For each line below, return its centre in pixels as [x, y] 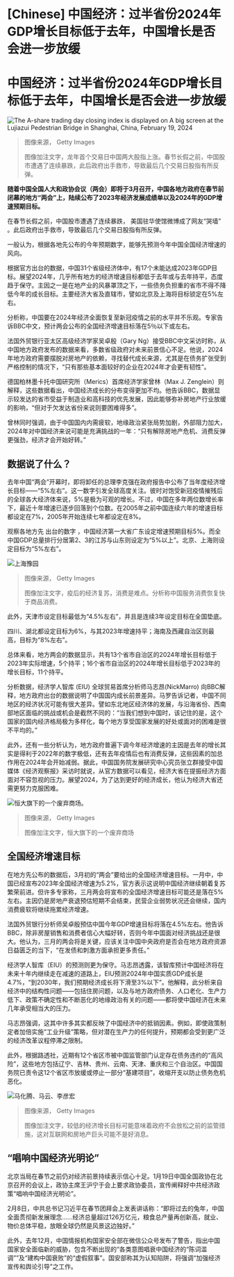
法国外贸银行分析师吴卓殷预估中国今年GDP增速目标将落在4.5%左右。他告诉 [115, 924]
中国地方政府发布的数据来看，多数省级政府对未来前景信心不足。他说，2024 [115, 350]
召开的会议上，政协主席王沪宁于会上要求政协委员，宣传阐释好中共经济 [113, 1185]
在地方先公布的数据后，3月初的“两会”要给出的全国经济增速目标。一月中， [112, 874]
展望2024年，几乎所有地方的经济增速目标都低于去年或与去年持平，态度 [121, 277]
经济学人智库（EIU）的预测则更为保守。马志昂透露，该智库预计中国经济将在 [116, 965]
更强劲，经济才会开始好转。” [47, 440]
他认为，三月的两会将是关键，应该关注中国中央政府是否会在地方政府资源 [123, 941]
